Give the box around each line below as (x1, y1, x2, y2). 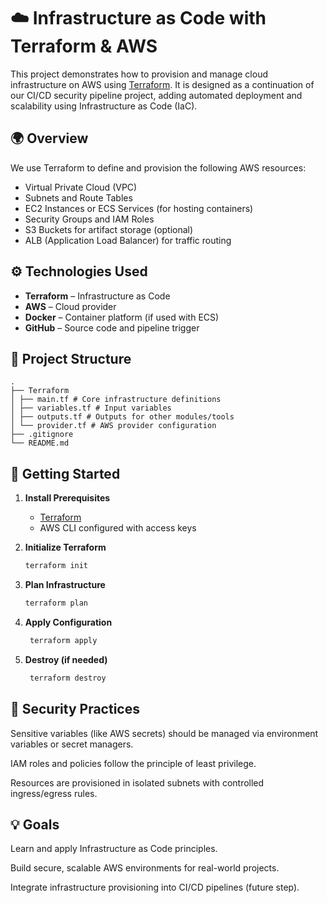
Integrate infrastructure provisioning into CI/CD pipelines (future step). (10, 881, 300, 894)
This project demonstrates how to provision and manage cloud (10, 68, 268, 80)
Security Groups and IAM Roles (24, 213, 155, 225)
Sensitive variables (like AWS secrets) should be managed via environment (10, 727, 319, 739)
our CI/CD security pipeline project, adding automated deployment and (10, 89, 303, 101)
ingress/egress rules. (10, 787, 98, 799)
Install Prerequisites (24, 492, 111, 504)
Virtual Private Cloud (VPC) (24, 181, 138, 193)
